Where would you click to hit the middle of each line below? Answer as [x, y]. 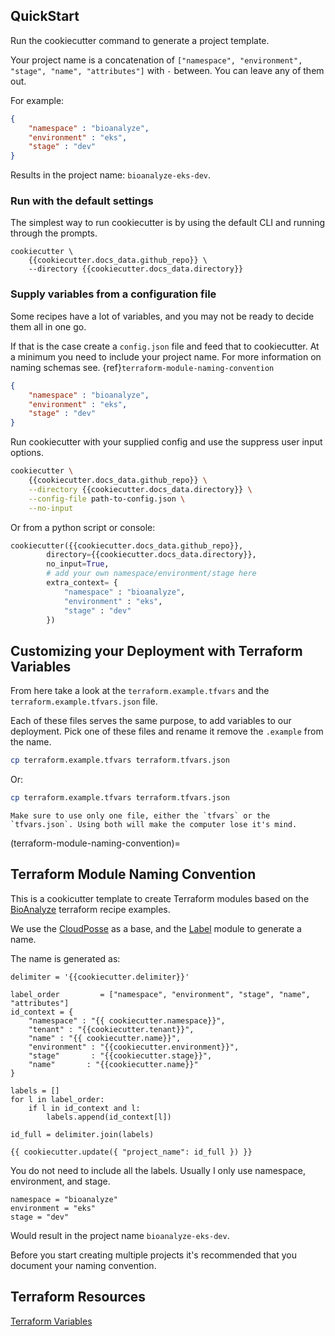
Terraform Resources [78, 1297]
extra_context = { [82, 583]
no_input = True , [78, 564]
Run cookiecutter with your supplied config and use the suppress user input [166, 442]
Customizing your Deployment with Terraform [156, 650]
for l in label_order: [57, 1099]
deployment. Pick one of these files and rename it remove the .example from [167, 731]
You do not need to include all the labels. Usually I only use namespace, [158, 1170]
